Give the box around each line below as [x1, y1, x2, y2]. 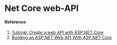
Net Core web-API [4, 3, 79, 14]
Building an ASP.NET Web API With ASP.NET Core [11, 34, 112, 41]
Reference [4, 19, 26, 24]
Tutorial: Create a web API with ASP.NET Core [11, 30, 104, 35]
